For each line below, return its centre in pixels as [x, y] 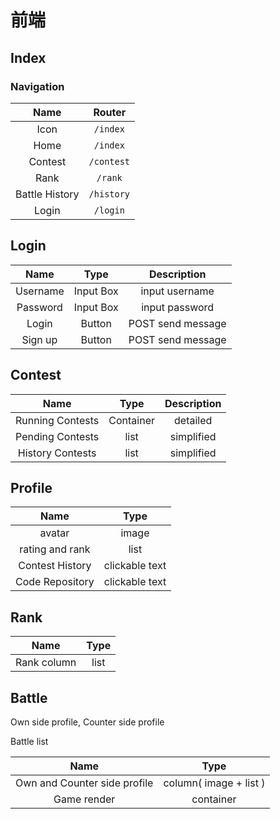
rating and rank [55, 549]
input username [177, 291]
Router [110, 112]
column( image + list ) [214, 783]
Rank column [46, 663]
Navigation [37, 86]
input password [178, 307]
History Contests [57, 453]
